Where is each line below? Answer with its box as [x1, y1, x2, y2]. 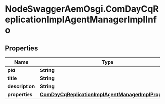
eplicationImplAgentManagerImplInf [5, 14, 157, 25]
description [7, 83, 35, 90]
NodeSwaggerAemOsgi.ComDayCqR [5, 3, 159, 15]
